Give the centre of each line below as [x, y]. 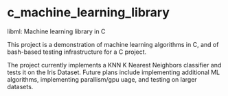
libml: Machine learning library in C [56, 31]
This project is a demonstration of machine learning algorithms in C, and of [113, 44]
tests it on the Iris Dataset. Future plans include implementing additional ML [114, 72]
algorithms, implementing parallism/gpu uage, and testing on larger [102, 79]
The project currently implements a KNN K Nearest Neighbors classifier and [114, 65]
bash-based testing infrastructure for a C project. [77, 52]
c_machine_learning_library [89, 13]
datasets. [20, 86]
